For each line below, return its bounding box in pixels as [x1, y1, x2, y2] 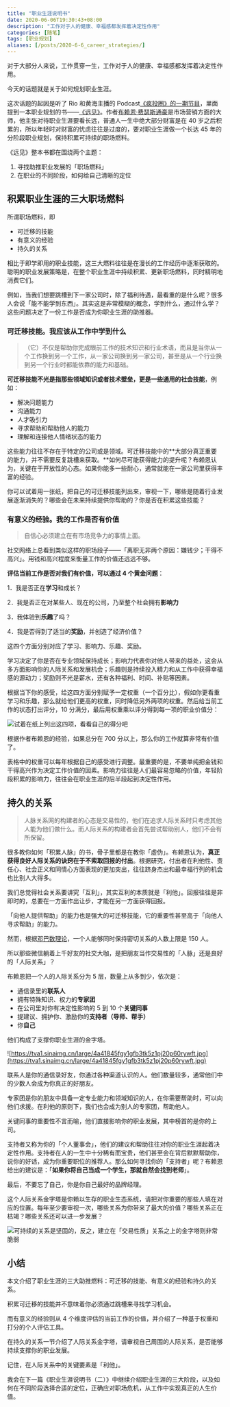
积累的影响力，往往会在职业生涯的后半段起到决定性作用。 [12, 775, 175, 783]
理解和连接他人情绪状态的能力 [16, 432, 101, 441]
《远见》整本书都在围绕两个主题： [7, 148, 103, 156]
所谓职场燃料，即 [7, 212, 55, 221]
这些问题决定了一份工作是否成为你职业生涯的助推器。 [7, 308, 157, 316]
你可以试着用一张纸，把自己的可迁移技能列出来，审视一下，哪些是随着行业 [7, 487, 217, 495]
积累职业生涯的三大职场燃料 [7, 193, 125, 205]
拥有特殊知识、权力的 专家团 [16, 995, 96, 1004]
